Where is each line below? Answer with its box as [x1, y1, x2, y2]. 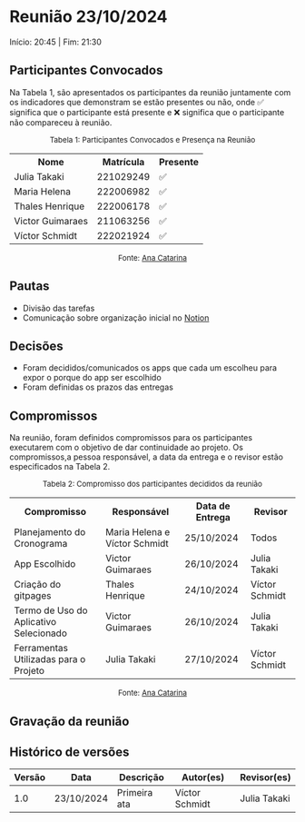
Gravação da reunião [9, 713, 130, 728]
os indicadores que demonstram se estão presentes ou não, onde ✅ [9, 96, 265, 107]
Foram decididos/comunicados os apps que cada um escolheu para [22, 362, 278, 373]
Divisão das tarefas [22, 302, 95, 313]
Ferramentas [14, 642, 68, 655]
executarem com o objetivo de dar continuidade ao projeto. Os [9, 442, 243, 453]
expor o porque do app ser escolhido [22, 372, 162, 383]
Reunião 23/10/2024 [9, 6, 168, 27]
